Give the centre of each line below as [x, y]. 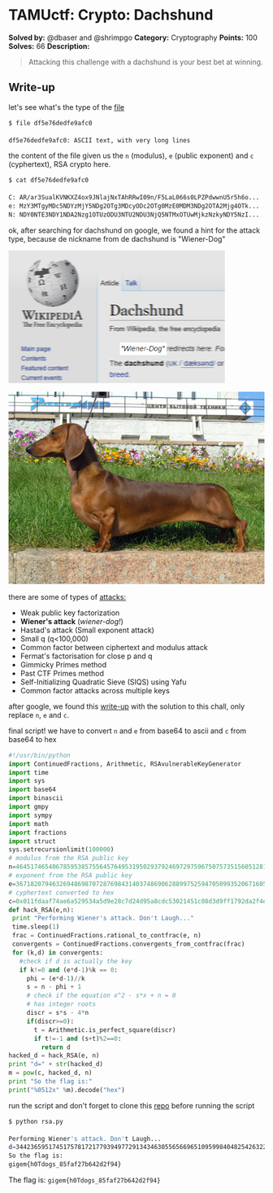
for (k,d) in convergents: [58, 953]
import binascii [36, 798]
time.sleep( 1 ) [36, 927]
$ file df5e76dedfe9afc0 [50, 123]
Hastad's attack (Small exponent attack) [87, 630]
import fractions [38, 832]
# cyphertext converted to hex [61, 893]
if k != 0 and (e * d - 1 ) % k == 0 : [68, 970]
